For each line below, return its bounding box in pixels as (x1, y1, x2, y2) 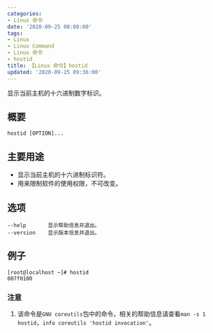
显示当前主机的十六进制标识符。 (17, 170, 110, 179)
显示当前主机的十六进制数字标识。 (7, 89, 105, 97)
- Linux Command (7, 43, 54, 50)
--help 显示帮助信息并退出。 (7, 221, 100, 229)
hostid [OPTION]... (7, 130, 64, 137)
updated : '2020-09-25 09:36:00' (7, 68, 101, 75)
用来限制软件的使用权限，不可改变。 (17, 179, 122, 188)
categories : (7, 10, 42, 17)
